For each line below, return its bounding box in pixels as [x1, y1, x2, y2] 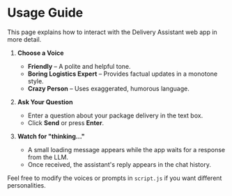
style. [27, 76, 44, 85]
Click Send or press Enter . [27, 118, 105, 126]
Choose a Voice [17, 49, 64, 57]
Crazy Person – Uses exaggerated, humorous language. [27, 84, 190, 92]
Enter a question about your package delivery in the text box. [27, 111, 203, 120]
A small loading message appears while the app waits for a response [27, 145, 226, 154]
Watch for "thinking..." [17, 132, 85, 140]
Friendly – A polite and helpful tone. [27, 62, 131, 70]
